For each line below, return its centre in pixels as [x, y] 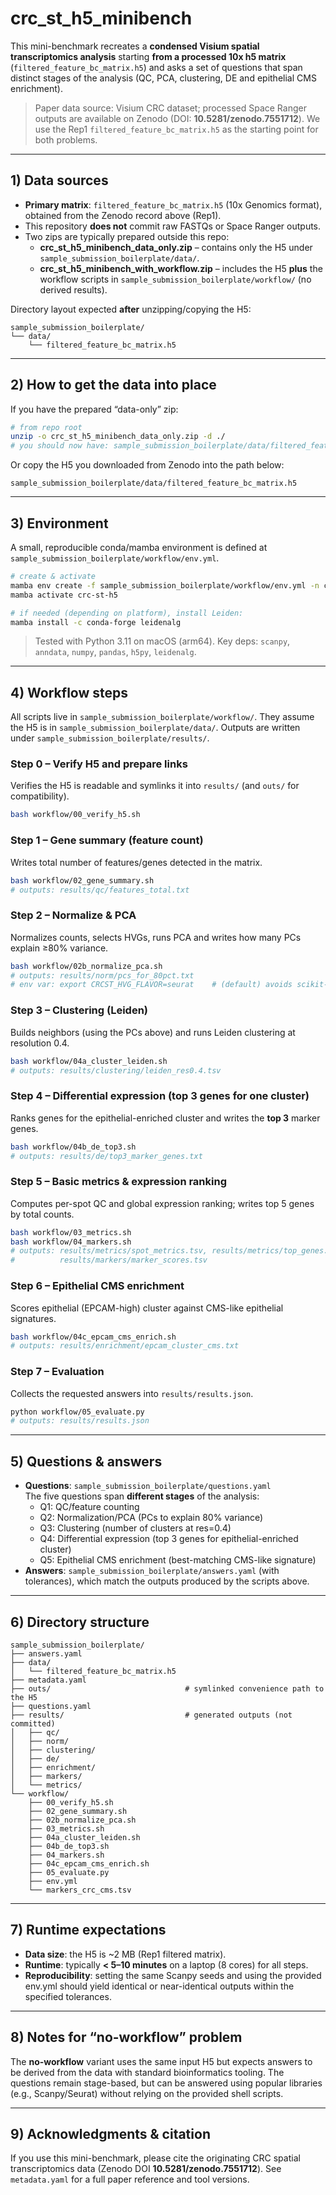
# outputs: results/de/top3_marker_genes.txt [106, 1156]
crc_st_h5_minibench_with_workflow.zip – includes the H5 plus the [181, 268]
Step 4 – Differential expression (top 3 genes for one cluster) [160, 1096]
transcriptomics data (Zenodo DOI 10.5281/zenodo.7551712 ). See [146, 2169]
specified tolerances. [68, 1996]
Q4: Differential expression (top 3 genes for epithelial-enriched [169, 1539]
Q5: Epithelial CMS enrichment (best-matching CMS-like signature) [178, 1560]
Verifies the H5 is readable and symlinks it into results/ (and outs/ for [155, 786]
